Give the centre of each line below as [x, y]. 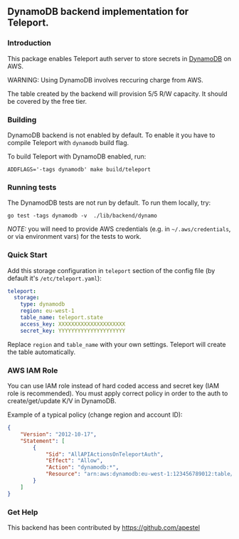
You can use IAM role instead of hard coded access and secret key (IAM [113, 386]
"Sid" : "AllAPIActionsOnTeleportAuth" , [104, 454]
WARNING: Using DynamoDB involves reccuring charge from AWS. [106, 80]
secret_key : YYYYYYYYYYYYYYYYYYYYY [73, 331]
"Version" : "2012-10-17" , [59, 434]
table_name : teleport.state [62, 318]
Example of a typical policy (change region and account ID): [95, 415]
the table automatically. [42, 352]
